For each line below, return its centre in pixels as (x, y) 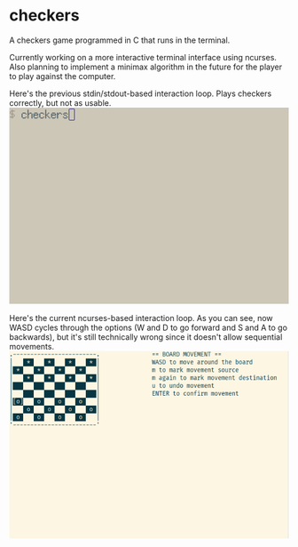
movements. (32, 347)
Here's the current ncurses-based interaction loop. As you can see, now (141, 318)
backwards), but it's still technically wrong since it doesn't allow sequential (146, 337)
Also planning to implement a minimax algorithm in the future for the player (145, 67)
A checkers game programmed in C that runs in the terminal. (120, 40)
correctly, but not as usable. (60, 102)
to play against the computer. (63, 76)
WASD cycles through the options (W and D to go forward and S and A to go (149, 328)
